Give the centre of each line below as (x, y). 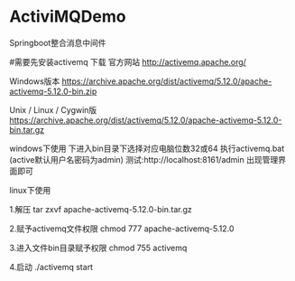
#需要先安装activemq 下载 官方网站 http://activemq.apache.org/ (128, 61)
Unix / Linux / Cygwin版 (53, 109)
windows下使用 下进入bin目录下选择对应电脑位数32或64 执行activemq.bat (147, 148)
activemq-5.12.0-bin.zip (53, 91)
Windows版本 (35, 81)
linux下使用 (30, 190)
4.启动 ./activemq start (51, 267)
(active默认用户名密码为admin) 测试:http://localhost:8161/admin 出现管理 (144, 159)
